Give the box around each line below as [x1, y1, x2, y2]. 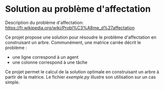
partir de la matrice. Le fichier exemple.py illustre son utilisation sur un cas [5, 74, 156, 80]
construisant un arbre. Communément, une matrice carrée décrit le [5, 39, 141, 45]
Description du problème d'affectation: [5, 20, 84, 25]
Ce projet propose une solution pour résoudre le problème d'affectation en [5, 34, 157, 40]
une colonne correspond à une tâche [12, 59, 88, 65]
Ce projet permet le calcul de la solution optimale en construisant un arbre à [5, 68, 159, 74]
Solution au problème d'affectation [5, 3, 151, 15]
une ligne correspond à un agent [12, 54, 79, 60]
